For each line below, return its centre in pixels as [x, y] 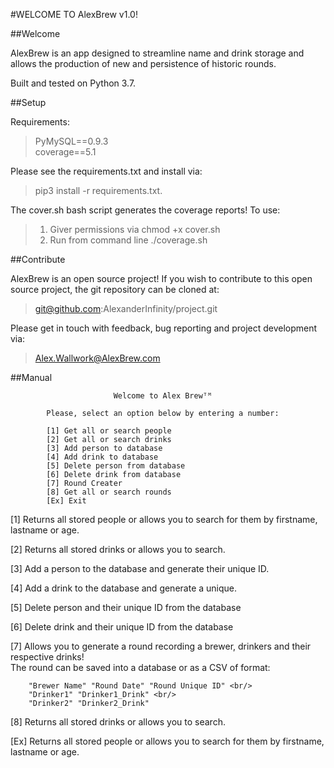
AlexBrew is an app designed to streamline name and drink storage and [157, 53]
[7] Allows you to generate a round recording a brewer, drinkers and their [161, 646]
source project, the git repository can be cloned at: [115, 289]
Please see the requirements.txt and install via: [106, 171]
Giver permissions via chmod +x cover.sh [135, 229]
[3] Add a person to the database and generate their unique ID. [140, 568]
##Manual [31, 377]
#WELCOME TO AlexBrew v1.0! [74, 14]
